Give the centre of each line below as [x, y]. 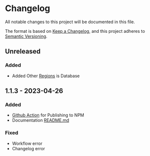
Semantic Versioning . [26, 36]
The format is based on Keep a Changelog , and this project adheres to [75, 31]
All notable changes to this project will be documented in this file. [70, 22]
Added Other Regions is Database [46, 76]
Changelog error [28, 148]
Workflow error [27, 143]
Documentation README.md [40, 120]
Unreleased [23, 51]
